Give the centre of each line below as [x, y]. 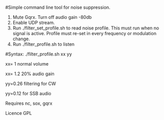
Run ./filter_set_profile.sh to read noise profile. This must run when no [86, 28]
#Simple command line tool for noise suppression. [58, 7]
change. [21, 39]
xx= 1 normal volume [27, 64]
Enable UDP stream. [34, 23]
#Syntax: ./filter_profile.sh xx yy [39, 54]
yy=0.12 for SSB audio [28, 93]
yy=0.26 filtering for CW [31, 84]
